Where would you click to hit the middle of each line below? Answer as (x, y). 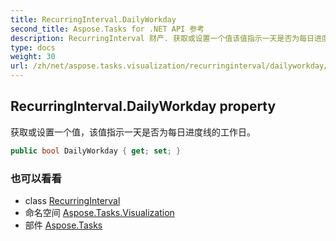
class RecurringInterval (72, 200)
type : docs (33, 47)
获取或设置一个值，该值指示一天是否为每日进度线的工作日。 (133, 132)
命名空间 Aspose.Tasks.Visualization (99, 212)
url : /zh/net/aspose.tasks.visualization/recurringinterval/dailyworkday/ (169, 66)
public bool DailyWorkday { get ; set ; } (96, 151)
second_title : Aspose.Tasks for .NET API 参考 (107, 29)
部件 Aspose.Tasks (63, 225)
